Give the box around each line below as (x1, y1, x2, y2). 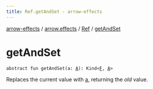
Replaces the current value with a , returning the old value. (6, 75, 148, 83)
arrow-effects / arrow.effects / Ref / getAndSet (6, 25, 121, 32)
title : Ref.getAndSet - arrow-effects (6, 8, 102, 15)
